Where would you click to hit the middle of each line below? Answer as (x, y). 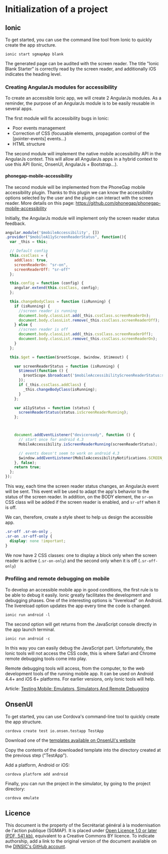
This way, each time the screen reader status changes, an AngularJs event (82, 486)
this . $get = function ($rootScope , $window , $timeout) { (69, 357)
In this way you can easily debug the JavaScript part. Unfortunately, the (79, 648)
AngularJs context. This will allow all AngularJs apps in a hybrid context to (81, 159)
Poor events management (39, 128)
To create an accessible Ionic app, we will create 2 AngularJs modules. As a (83, 98)
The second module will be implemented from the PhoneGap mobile (75, 187)
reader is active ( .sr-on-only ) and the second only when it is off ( (72, 560)
